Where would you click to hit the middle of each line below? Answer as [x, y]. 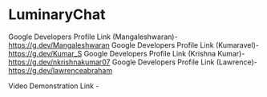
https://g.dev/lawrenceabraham [61, 70]
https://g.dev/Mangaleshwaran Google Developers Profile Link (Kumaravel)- [133, 45]
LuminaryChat [57, 15]
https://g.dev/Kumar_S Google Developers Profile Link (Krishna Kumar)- [127, 53]
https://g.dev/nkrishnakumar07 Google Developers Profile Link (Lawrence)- [133, 62]
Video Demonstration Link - [54, 86]
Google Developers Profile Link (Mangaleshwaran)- [93, 37]
